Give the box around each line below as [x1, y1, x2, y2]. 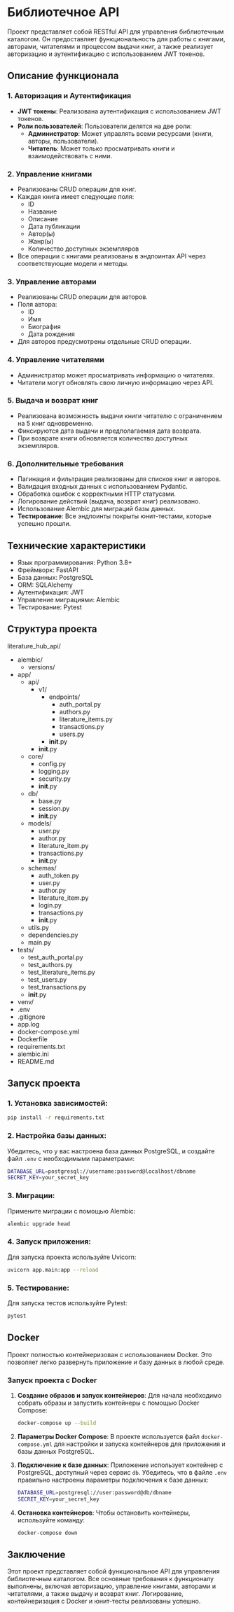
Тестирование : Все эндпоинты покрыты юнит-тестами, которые [17, 512, 212, 520]
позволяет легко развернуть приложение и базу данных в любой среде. [7, 1358, 225, 1366]
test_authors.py [27, 960, 73, 968]
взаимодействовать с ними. [27, 151, 113, 160]
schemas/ [27, 863, 57, 872]
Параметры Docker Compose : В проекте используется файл [17, 1432, 200, 1440]
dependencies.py [27, 931, 78, 939]
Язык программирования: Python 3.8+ [17, 558, 132, 567]
